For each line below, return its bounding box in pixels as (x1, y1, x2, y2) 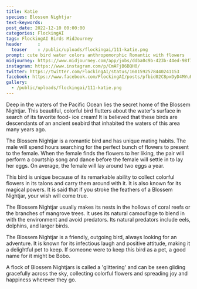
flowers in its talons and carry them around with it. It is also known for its (6, 179, 182, 186)
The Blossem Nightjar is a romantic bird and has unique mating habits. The (6, 137, 186, 144)
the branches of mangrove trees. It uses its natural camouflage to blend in (6, 209, 185, 217)
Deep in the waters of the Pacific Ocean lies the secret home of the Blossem (6, 101, 191, 108)
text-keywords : (6, 19, 43, 25)
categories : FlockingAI (6, 30, 64, 36)
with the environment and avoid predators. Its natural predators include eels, (6, 216, 191, 223)
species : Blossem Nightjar (6, 14, 72, 20)
